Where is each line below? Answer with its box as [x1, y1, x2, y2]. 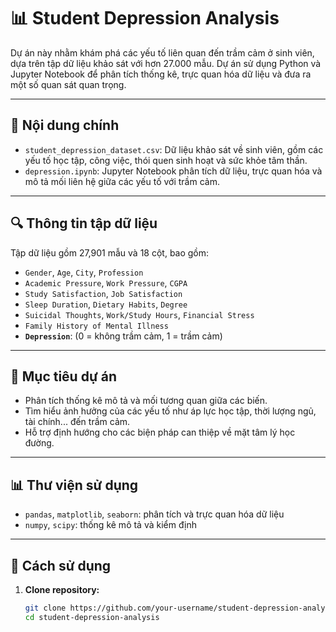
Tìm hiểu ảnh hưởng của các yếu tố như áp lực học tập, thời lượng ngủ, [24, 405, 317, 417]
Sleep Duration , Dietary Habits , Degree [24, 298, 188, 310]
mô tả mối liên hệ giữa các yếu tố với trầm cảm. [24, 175, 220, 187]
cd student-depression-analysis [24, 612, 160, 622]
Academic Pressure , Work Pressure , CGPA [24, 276, 188, 289]
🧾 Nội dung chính [10, 117, 120, 134]
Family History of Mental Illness [24, 321, 169, 331]
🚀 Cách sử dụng [10, 557, 112, 574]
